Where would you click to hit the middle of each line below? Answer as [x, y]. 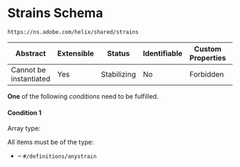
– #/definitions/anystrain [57, 156]
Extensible [75, 53]
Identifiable [162, 53]
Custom [207, 49]
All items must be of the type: [51, 142]
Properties [207, 58]
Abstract [31, 53]
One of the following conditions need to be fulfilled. [83, 96]
